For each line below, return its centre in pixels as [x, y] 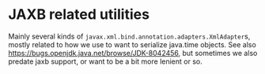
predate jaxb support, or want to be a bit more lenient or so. [106, 61]
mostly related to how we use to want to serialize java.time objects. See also [132, 44]
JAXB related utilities [79, 15]
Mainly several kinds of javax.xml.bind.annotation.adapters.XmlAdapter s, [129, 36]
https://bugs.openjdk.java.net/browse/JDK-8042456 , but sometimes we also [133, 53]
